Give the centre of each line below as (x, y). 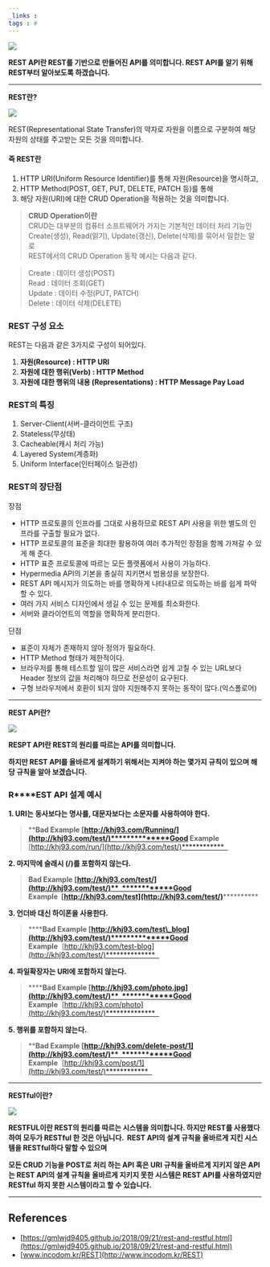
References (38, 1218)
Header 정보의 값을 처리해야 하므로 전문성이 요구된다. (104, 678)
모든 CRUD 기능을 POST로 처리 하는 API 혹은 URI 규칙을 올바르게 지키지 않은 (127, 1164)
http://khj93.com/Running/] (131, 830)
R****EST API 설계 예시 (55, 794)
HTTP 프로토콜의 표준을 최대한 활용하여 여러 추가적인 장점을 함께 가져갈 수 (136, 543)
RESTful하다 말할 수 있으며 (65, 1147)
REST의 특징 (31, 404)
